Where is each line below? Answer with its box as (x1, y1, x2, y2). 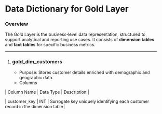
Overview (5, 21, 28, 28)
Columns (19, 80, 37, 85)
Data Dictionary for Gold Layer (5, 3, 129, 14)
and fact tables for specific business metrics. (5, 42, 95, 48)
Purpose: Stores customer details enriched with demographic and (19, 69, 150, 75)
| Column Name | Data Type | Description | (5, 89, 89, 95)
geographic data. (19, 74, 54, 80)
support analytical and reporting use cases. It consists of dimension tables (5, 37, 155, 43)
